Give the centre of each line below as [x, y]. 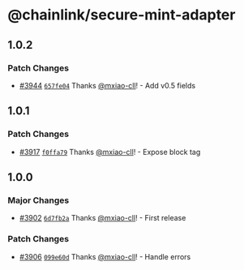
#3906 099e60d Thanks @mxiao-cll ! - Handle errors [105, 256]
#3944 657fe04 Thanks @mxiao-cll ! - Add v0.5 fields [107, 85]
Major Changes [39, 200]
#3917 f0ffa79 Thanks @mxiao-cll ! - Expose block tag [110, 152]
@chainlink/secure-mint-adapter [122, 15]
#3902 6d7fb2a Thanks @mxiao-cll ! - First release [103, 218]
